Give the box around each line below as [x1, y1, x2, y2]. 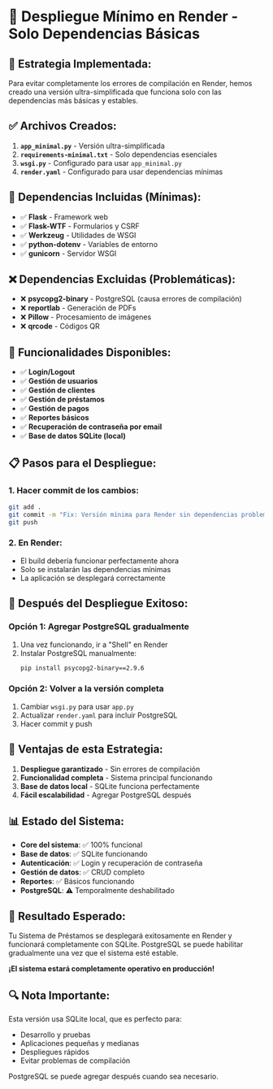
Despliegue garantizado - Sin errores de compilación [19, 764, 201, 774]
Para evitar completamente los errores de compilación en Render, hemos [8, 79, 253, 88]
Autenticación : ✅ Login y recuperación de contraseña [19, 858, 203, 868]
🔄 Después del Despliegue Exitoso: [8, 597, 188, 610]
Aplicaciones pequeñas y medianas [19, 1038, 140, 1048]
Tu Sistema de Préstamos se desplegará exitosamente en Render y [8, 931, 233, 941]
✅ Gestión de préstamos [19, 394, 106, 405]
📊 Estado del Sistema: [8, 814, 124, 828]
